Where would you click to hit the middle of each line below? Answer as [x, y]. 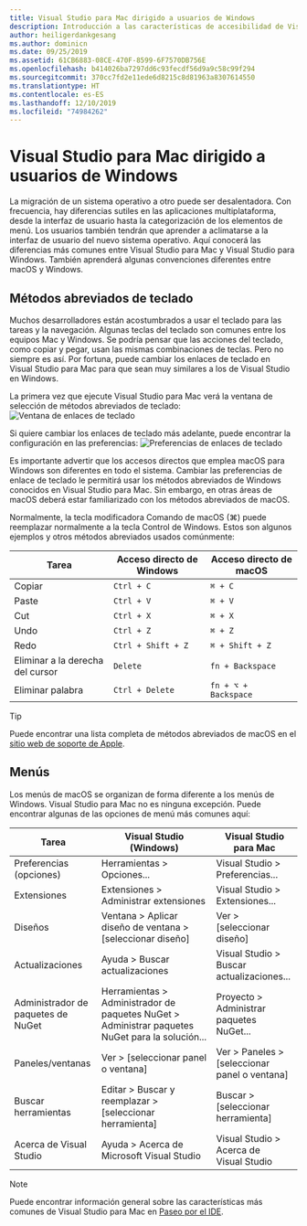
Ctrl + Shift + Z [151, 645]
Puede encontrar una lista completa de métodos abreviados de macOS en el [153, 734]
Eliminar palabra [49, 690]
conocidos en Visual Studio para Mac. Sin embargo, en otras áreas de [141, 490]
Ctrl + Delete [144, 690]
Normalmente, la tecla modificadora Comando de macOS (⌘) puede [138, 517]
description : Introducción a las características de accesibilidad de [147, 27]
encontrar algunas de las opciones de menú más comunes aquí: [130, 814]
